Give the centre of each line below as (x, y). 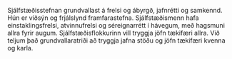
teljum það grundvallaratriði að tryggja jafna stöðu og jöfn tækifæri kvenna (117, 41)
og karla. (20, 48)
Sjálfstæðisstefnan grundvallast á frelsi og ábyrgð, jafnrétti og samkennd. (115, 10)
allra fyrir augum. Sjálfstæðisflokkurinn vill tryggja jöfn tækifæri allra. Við (114, 33)
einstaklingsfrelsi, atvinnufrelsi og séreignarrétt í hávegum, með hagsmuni (116, 25)
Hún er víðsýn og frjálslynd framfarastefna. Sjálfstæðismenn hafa (103, 18)
